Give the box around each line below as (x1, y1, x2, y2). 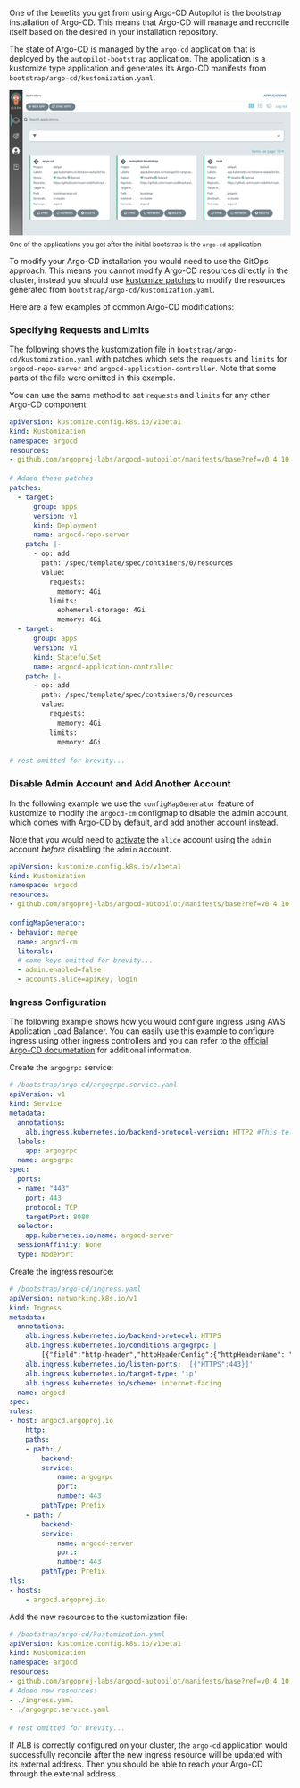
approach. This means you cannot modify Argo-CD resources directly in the (9, 265, 288, 276)
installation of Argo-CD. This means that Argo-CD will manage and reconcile (9, 17, 290, 28)
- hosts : (9, 1585, 42, 1594)
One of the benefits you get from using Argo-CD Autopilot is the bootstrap (9, 8, 282, 18)
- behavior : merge (9, 927, 78, 936)
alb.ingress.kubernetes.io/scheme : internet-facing (25, 1378, 221, 1387)
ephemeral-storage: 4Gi (56, 606, 146, 615)
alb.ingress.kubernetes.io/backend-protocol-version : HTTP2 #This (25, 1127, 278, 1136)
